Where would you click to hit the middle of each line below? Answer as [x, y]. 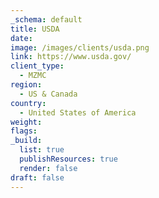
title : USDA [35, 29]
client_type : [37, 66]
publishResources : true [68, 159]
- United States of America [78, 112]
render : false [48, 168]
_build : [26, 141]
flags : [24, 131]
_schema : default [46, 19]
